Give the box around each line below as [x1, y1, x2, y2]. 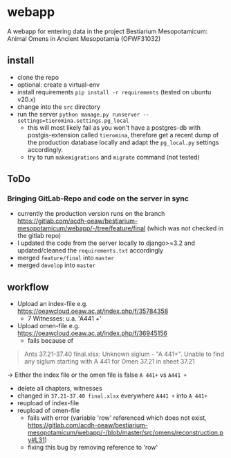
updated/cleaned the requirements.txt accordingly [17, 246, 164, 255]
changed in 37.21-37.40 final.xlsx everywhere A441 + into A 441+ [17, 391, 207, 400]
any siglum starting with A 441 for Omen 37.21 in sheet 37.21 [24, 357, 195, 366]
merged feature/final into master [17, 254, 114, 262]
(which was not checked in [147, 224, 223, 232]
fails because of [27, 337, 74, 345]
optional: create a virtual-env [17, 80, 100, 89]
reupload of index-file [17, 399, 80, 407]
